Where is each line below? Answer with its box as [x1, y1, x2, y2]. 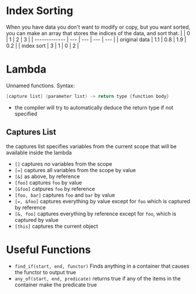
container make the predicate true [14, 281, 97, 288]
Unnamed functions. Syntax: [6, 82, 75, 89]
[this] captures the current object [14, 223, 99, 230]
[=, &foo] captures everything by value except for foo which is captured [14, 197, 191, 204]
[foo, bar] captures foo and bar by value [14, 192, 116, 199]
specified [14, 110, 38, 117]
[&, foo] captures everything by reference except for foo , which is [14, 210, 177, 217]
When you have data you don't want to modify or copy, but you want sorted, [6, 23, 191, 30]
